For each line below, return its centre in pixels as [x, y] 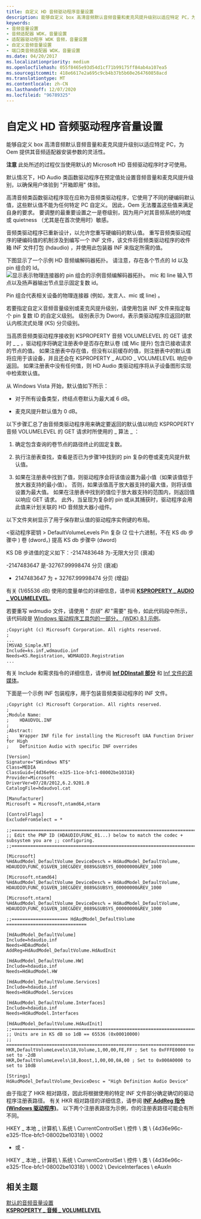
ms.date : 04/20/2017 [32, 56]
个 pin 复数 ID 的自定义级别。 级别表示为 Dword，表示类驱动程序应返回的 [96, 315]
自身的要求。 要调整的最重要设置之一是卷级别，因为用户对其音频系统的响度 [99, 212]
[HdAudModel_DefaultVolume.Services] [53, 982]
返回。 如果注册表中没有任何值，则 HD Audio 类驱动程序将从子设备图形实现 [99, 365]
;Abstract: [20, 730]
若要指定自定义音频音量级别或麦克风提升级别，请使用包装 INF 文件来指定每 [98, 308]
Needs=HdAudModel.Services [40, 992]
